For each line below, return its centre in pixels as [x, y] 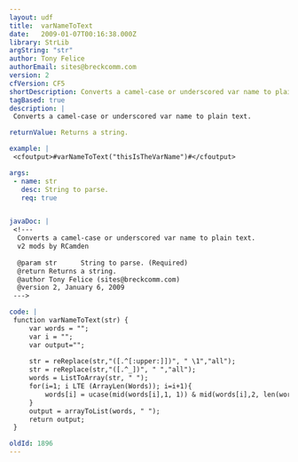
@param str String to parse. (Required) [103, 263]
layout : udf [31, 17]
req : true [39, 198]
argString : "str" [41, 51]
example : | [29, 149]
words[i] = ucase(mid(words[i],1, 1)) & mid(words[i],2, [152, 394]
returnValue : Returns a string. [69, 133]
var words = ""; [59, 328]
